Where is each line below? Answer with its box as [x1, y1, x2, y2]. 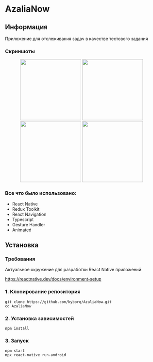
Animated [12, 227, 32, 233]
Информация [5, 23, 48, 31]
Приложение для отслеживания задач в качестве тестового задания [5, 36, 148, 41]
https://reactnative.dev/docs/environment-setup [5, 276, 102, 282]
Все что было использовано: [5, 190, 77, 197]
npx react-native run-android [5, 353, 67, 358]
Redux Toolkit [12, 206, 40, 212]
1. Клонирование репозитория [5, 288, 81, 295]
